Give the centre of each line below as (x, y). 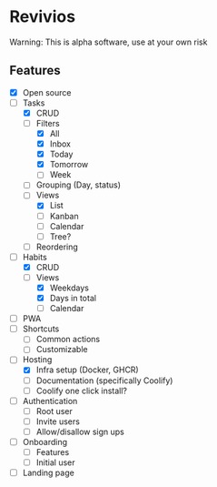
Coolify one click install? (82, 391)
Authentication (50, 401)
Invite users (58, 421)
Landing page (48, 473)
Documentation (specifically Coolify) (104, 380)
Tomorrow (69, 165)
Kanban (64, 216)
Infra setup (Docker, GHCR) (87, 370)
